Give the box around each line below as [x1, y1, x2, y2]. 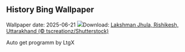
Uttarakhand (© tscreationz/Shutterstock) [6, 27, 109, 34]
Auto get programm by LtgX [6, 38, 75, 46]
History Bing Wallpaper [6, 5, 94, 15]
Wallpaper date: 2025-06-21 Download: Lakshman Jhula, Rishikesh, [6, 21, 179, 28]
